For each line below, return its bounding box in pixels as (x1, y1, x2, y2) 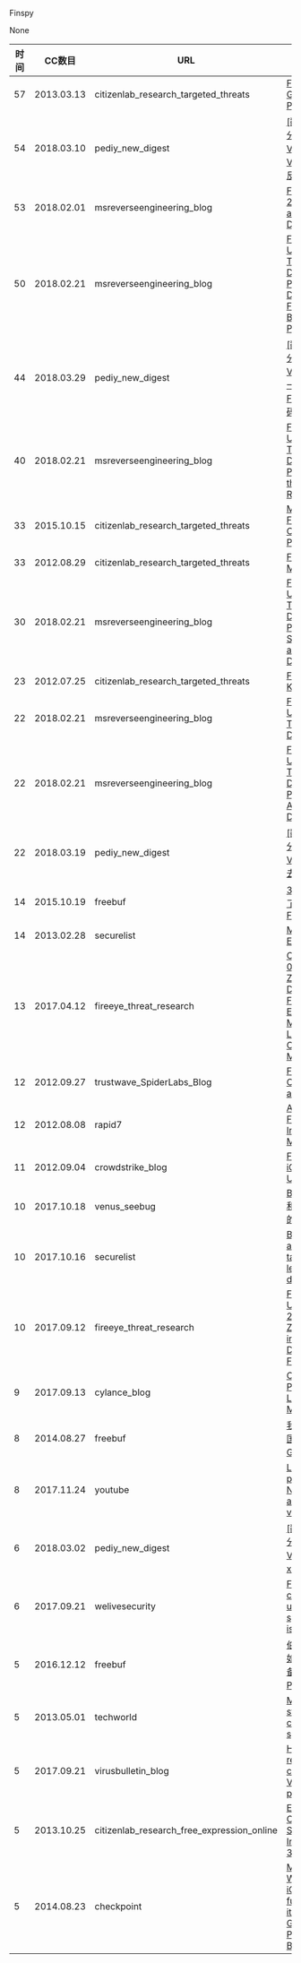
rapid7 (94, 1119, 123, 1131)
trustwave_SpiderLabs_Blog (94, 1076, 212, 1088)
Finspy (9, 8, 34, 18)
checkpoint (94, 1900, 142, 1912)
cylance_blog (94, 1386, 150, 1399)
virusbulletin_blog (94, 1765, 169, 1777)
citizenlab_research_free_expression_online (94, 1824, 278, 1836)
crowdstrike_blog (94, 1161, 168, 1173)
